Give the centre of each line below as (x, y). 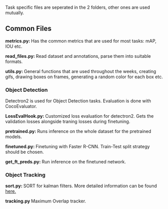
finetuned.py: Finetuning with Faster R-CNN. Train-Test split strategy (78, 147)
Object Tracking (25, 175)
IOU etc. (14, 46)
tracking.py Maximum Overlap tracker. (46, 201)
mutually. (15, 13)
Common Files (28, 29)
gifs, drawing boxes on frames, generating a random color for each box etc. (84, 77)
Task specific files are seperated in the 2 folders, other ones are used (78, 7)
